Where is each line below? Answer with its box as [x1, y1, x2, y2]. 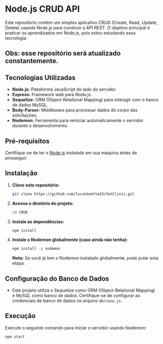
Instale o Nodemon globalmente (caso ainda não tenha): [12, 237, 128, 243]
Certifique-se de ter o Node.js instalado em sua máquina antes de [5, 150, 137, 156]
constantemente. [5, 57, 58, 65]
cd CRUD [12, 210, 28, 215]
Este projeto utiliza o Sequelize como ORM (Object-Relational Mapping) [12, 287, 155, 293]
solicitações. [12, 112, 38, 118]
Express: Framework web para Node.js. [12, 92, 92, 98]
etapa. [12, 260, 25, 266]
